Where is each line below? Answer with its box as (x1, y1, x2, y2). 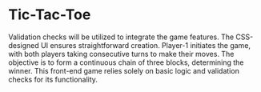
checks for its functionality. (8, 74, 98, 84)
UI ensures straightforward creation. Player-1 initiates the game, (41, 40, 251, 50)
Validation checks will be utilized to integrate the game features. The (8, 32, 235, 42)
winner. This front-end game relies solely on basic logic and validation (8, 66, 240, 75)
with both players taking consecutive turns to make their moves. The (8, 49, 235, 58)
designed (8, 40, 40, 50)
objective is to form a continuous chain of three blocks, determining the (8, 58, 244, 67)
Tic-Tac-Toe (8, 6, 91, 24)
